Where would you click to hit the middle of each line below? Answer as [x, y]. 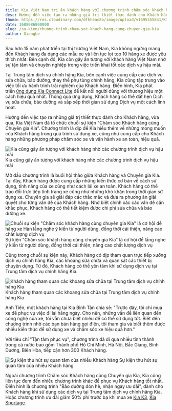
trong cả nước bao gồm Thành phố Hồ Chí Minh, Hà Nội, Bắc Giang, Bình [82, 345]
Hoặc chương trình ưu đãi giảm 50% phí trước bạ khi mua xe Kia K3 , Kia [81, 397]
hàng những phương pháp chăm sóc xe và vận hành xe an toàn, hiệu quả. [83, 139]
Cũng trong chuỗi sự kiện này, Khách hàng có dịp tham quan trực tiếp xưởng [86, 255]
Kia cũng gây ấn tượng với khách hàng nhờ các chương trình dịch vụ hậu [82, 160]
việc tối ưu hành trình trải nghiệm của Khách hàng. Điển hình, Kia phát [79, 86]
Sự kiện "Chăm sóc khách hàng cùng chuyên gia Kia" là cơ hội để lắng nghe [86, 240]
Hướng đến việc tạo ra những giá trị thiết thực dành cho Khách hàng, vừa [82, 117]
